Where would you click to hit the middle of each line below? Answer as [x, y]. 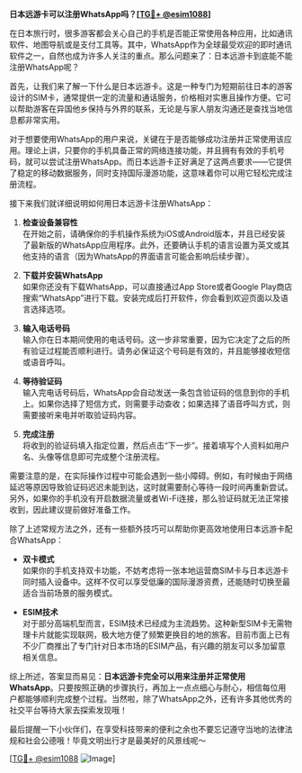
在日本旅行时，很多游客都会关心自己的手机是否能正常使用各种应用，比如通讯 [151, 33]
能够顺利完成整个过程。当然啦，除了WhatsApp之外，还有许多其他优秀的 [158, 699]
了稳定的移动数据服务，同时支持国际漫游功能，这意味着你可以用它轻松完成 [147, 173]
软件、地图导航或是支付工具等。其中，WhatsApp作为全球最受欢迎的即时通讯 [151, 45]
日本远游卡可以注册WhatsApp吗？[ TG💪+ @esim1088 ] [110, 14]
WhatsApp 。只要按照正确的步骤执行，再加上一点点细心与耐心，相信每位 [144, 687]
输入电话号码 [46, 328]
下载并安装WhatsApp [62, 275]
